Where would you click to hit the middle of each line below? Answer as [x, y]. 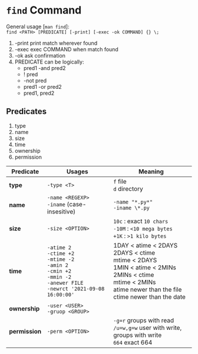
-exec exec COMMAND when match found [67, 49]
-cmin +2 [59, 271]
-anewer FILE [65, 283]
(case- [77, 204]
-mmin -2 [59, 277]
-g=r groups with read [144, 320]
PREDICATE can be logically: [49, 62]
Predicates [27, 111]
